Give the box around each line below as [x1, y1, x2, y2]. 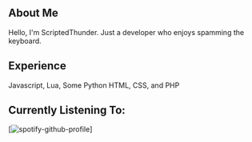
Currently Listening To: [8, 104, 126, 117]
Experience [8, 59, 66, 73]
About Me [8, 6, 58, 20]
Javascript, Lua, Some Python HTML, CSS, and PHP [8, 80, 180, 90]
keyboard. [8, 36, 42, 45]
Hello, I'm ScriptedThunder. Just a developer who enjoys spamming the [8, 27, 245, 37]
